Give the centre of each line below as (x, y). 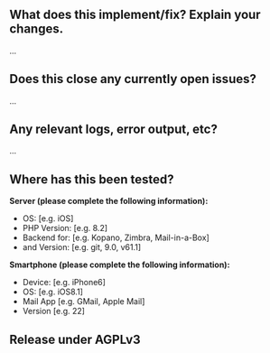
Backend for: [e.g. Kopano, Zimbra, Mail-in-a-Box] (116, 237)
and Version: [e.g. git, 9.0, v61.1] (82, 247)
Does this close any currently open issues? (133, 79)
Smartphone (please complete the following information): (120, 265)
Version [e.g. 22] (54, 311)
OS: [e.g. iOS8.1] (53, 292)
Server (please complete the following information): (109, 201)
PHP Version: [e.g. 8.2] (65, 228)
